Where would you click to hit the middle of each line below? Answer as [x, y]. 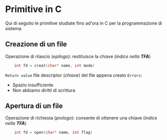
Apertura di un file [34, 106]
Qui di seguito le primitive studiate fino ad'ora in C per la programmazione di [84, 23]
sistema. [14, 28]
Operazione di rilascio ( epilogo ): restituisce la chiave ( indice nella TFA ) [78, 56]
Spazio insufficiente [33, 85]
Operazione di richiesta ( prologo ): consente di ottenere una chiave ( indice [81, 118]
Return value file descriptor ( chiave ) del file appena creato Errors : [74, 75]
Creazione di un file [36, 44]
